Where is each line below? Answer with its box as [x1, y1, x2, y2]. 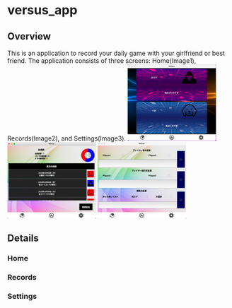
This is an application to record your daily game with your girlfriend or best [7, 49, 225, 57]
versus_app [7, 2, 78, 18]
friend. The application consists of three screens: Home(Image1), [7, 57, 197, 65]
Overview [7, 30, 52, 42]
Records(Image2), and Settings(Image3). [7, 134, 126, 143]
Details [7, 232, 39, 244]
